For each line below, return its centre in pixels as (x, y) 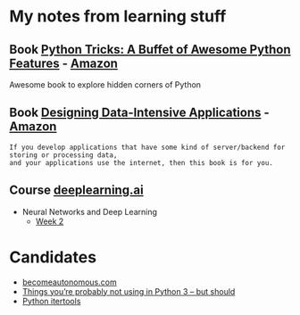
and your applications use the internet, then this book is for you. (142, 162)
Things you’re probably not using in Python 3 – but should (129, 291)
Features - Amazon (64, 63)
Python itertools (51, 301)
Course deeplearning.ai (77, 191)
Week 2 (50, 221)
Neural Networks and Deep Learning (90, 211)
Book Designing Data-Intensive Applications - (139, 113)
